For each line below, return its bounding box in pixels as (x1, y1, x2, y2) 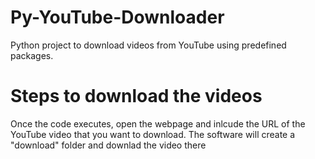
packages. (10, 49, 54, 61)
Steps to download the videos (10, 85, 263, 108)
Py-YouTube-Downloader (10, 6, 225, 29)
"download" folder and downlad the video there (10, 139, 207, 151)
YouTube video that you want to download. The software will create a (10, 128, 296, 140)
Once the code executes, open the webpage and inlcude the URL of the (10, 117, 306, 130)
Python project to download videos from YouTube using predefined (10, 39, 287, 51)
